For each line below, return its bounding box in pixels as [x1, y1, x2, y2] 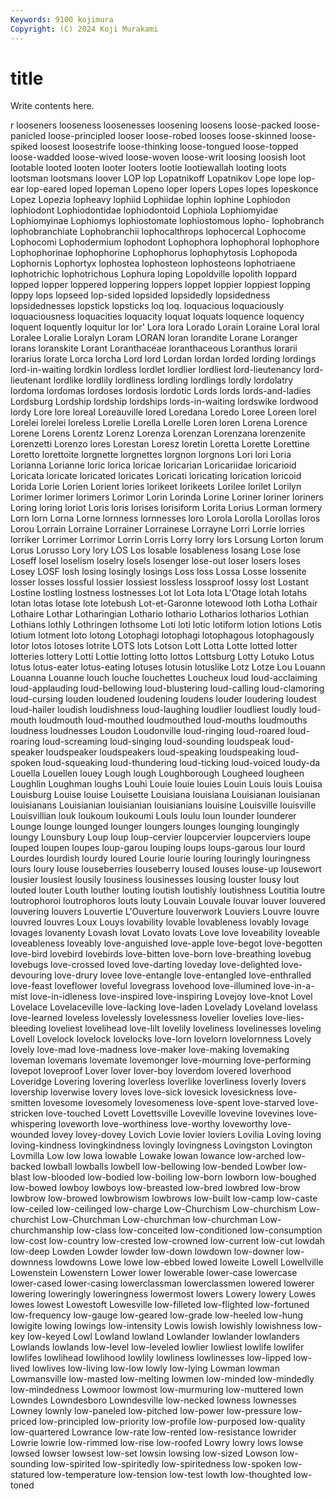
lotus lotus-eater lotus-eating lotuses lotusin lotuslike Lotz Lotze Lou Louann [10, 661, 326, 673]
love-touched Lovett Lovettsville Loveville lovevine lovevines [45, 1107, 295, 1120]
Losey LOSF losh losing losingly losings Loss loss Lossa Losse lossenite [10, 566, 307, 578]
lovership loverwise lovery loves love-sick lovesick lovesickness [10, 1086, 274, 1098]
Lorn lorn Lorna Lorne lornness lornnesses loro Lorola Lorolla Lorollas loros [10, 512, 321, 525]
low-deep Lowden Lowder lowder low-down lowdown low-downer [10, 1246, 285, 1258]
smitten [10, 1097, 42, 1109]
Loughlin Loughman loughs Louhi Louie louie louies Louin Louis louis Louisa [10, 778, 323, 790]
